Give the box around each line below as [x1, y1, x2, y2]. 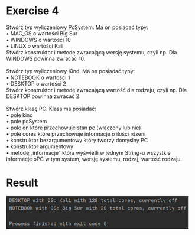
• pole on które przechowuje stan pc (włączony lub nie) [6, 124, 141, 131]
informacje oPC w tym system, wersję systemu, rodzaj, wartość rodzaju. [6, 155, 182, 162]
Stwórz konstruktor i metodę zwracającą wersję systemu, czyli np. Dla [6, 48, 177, 56]
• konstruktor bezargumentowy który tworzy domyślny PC [6, 136, 148, 143]
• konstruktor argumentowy [6, 143, 74, 150]
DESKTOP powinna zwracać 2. [6, 93, 81, 100]
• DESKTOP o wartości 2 [6, 80, 67, 87]
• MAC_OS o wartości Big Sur [6, 30, 78, 37]
